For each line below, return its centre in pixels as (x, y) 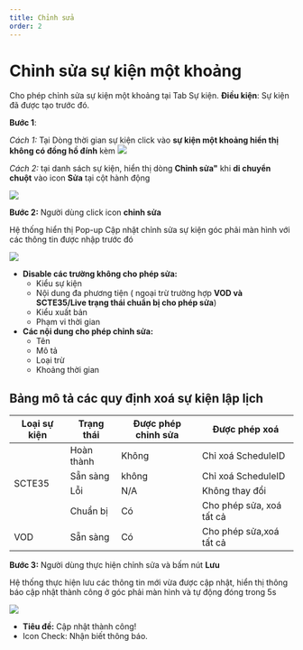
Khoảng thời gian (68, 370)
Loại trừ (50, 360)
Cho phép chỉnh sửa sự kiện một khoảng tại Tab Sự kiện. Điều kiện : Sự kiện (150, 96)
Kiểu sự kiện (59, 283)
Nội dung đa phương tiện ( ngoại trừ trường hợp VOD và (139, 293)
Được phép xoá (246, 430)
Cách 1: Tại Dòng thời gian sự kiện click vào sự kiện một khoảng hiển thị (144, 140)
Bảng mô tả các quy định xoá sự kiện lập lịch (137, 398)
